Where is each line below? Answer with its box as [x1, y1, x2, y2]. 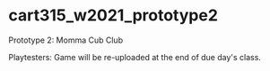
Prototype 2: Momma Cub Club [8, 35, 123, 45]
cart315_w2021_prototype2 [8, 5, 219, 26]
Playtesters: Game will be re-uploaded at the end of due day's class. [8, 51, 262, 62]
